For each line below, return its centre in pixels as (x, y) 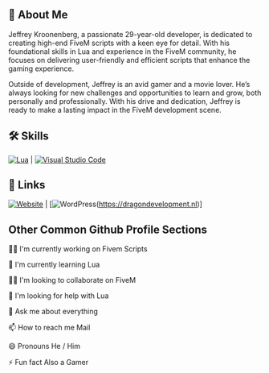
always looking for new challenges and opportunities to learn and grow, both (135, 93)
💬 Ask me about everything (53, 312)
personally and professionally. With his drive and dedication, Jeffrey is (124, 101)
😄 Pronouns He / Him (44, 346)
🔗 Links (27, 185)
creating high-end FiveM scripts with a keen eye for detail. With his (119, 43)
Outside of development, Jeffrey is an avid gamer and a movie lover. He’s (129, 84)
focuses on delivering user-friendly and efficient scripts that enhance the (129, 60)
